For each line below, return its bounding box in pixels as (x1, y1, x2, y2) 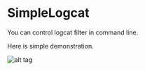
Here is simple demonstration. (7, 41, 94, 50)
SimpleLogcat (7, 5, 90, 21)
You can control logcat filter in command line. (7, 28, 139, 37)
